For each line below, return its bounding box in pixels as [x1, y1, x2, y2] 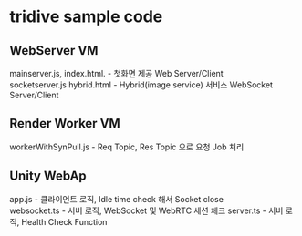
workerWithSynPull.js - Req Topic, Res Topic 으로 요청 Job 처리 [9, 141, 245, 152]
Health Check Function [21, 216, 108, 227]
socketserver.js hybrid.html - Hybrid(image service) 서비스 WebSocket [9, 79, 274, 90]
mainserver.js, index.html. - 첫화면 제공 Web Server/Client [9, 68, 224, 78]
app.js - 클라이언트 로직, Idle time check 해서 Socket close [9, 193, 224, 204]
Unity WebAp [9, 169, 87, 184]
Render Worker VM [9, 116, 120, 131]
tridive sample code [9, 6, 163, 27]
